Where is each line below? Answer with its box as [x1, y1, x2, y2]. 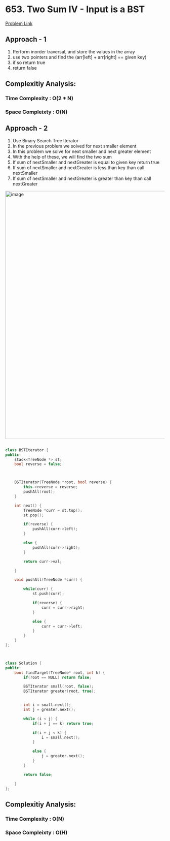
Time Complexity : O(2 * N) [5, 95, 73, 102]
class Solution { [5, 661, 42, 666]
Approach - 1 [5, 35, 47, 44]
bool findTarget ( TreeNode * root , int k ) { [14, 670, 105, 675]
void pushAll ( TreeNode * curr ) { [14, 577, 82, 582]
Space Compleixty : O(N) [5, 108, 68, 115]
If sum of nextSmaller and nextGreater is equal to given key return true [12, 159, 160, 165]
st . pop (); [23, 512, 44, 518]
